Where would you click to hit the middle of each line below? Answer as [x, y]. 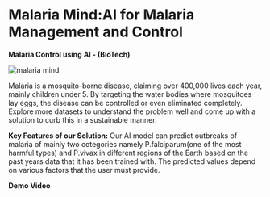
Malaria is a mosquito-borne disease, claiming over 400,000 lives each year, [135, 86]
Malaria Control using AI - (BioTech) [69, 54]
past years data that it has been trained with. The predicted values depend [132, 161]
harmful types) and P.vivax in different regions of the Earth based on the [128, 153]
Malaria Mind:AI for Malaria [102, 15]
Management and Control [96, 32]
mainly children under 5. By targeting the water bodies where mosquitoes [130, 94]
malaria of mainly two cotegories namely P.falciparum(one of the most [125, 144]
